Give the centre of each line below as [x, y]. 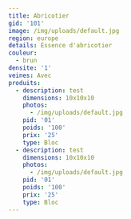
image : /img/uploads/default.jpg [64, 30]
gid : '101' [26, 23]
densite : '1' [30, 68]
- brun [26, 61]
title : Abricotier [39, 16]
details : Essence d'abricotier [60, 46]
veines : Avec [30, 75]
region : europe [34, 38]
